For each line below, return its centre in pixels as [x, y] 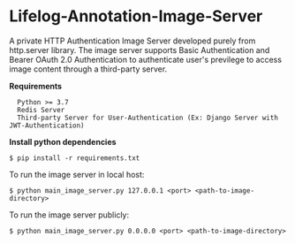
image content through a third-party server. [88, 69]
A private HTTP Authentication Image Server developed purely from [132, 41]
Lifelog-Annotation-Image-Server [136, 16]
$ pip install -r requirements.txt [75, 158]
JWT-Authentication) [47, 126]
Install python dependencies [63, 141]
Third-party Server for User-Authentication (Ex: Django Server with [147, 118]
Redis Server [41, 110]
